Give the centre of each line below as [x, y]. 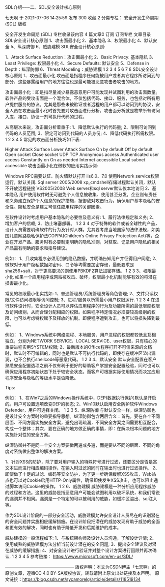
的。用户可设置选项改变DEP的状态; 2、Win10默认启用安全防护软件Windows [81, 404]
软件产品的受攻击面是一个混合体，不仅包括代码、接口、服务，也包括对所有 [80, 98]
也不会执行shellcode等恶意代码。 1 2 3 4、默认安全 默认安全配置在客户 [85, 359]
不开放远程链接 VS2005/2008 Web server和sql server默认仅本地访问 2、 [79, 188]
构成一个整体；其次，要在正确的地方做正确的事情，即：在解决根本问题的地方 [82, 429]
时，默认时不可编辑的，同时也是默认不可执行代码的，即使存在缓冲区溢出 [78, 353]
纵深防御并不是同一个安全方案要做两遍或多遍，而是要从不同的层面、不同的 [80, 445]
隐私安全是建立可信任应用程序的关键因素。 [61, 207]
